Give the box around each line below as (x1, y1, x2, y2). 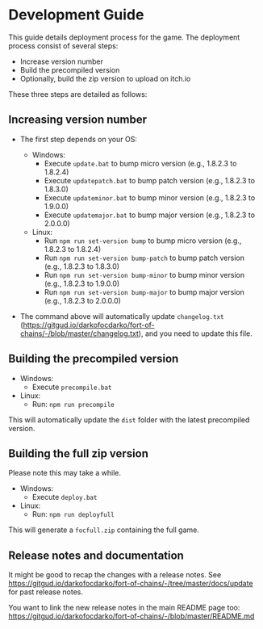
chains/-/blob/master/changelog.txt (19, 329, 140, 338)
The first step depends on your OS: (19, 134, 137, 144)
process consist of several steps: (8, 40, 119, 50)
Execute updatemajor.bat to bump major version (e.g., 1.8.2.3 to (44, 210, 256, 220)
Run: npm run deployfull (31, 509, 115, 519)
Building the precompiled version (8, 352, 179, 366)
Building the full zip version (8, 447, 149, 460)
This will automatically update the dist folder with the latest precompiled (8, 414, 250, 425)
